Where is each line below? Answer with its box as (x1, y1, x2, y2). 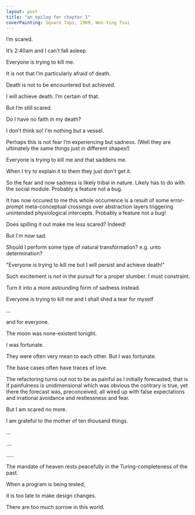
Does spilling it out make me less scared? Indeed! (6, 221, 126, 228)
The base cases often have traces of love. (6, 364, 107, 372)
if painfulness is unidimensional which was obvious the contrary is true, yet (6, 382, 188, 389)
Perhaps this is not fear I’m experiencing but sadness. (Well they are (6, 139, 172, 146)
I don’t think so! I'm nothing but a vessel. (6, 127, 105, 135)
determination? (6, 250, 43, 257)
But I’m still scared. (6, 104, 52, 111)
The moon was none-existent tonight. (6, 330, 97, 337)
